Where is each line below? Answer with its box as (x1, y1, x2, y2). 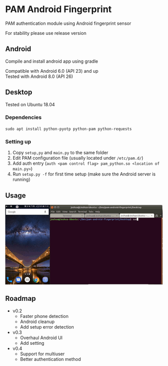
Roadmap (5, 294, 36, 303)
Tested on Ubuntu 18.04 (5, 101, 55, 107)
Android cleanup (20, 318, 55, 325)
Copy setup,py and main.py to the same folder (12, 150, 108, 156)
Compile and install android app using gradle (5, 58, 98, 64)
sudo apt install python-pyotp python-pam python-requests (5, 126, 132, 131)
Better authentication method (20, 356, 81, 362)
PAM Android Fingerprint (5, 4, 112, 15)
